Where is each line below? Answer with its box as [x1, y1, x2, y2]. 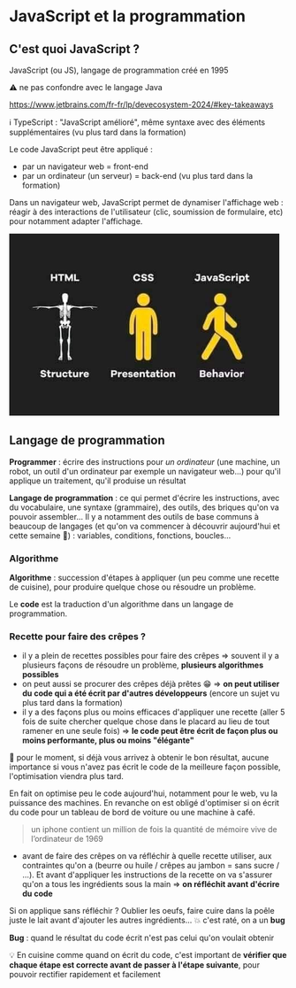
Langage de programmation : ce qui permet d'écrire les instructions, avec [9, 492, 280, 503]
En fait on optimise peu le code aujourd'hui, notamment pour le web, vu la [9, 788, 278, 799]
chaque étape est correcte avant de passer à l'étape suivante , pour [9, 960, 261, 970]
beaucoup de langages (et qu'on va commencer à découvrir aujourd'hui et [9, 521, 281, 531]
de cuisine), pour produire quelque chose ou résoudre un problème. [9, 582, 256, 592]
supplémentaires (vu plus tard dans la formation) [9, 127, 187, 137]
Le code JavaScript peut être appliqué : [9, 144, 153, 154]
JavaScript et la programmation [9, 6, 246, 27]
